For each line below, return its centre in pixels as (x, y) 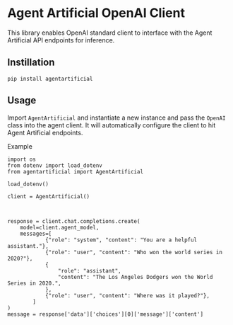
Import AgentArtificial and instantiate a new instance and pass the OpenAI (116, 118)
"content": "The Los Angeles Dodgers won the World (135, 277)
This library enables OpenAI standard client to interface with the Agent (110, 33)
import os (22, 159)
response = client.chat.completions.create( (74, 221)
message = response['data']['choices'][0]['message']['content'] (105, 314)
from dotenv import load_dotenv (55, 165)
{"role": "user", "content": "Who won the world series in (133, 252)
